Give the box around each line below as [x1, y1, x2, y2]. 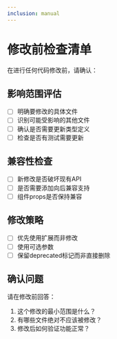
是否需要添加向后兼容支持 [17, 184, 90, 192]
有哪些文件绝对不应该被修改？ [17, 316, 102, 324]
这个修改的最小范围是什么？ [17, 307, 96, 316]
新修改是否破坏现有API [17, 175, 82, 183]
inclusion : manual [7, 10, 60, 17]
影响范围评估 [7, 87, 62, 100]
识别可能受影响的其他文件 [17, 116, 90, 124]
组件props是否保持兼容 [17, 192, 83, 200]
